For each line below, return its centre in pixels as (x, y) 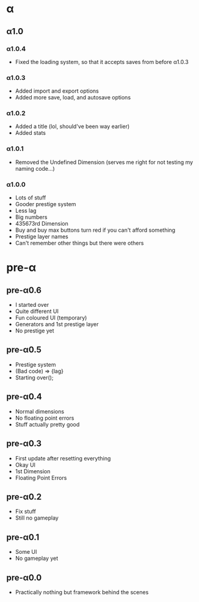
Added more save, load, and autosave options (73, 98)
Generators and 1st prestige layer (57, 324)
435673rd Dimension (42, 224)
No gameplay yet (37, 558)
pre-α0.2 (24, 497)
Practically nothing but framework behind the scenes (82, 592)
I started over (32, 305)
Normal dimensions (40, 411)
